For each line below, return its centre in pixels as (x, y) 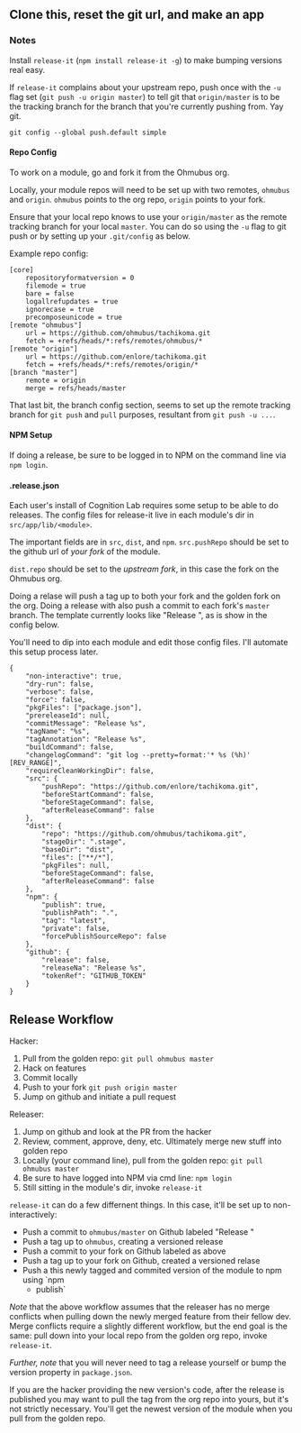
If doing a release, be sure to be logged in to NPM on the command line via (148, 455)
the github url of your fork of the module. (85, 552)
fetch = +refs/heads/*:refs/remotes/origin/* (112, 364)
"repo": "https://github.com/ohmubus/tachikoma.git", (144, 834)
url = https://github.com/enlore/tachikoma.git (116, 356)
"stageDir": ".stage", (84, 842)
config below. (35, 625)
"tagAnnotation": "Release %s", (86, 739)
